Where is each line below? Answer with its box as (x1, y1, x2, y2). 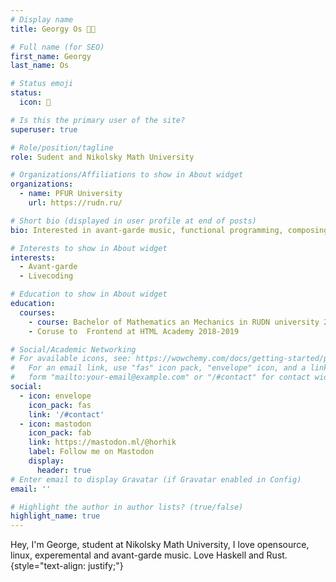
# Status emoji (10, 79, 74, 89)
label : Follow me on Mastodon (28, 447, 155, 457)
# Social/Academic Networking (10, 344, 137, 355)
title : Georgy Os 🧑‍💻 (10, 24, 97, 34)
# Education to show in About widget (10, 289, 168, 300)
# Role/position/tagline (10, 142, 114, 153)
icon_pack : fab (28, 428, 92, 438)
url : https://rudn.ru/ (28, 198, 123, 208)
